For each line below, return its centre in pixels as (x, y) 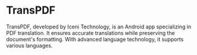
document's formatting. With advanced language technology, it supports (95, 39)
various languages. (29, 46)
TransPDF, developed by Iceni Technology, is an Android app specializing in (99, 27)
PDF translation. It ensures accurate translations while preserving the (90, 33)
